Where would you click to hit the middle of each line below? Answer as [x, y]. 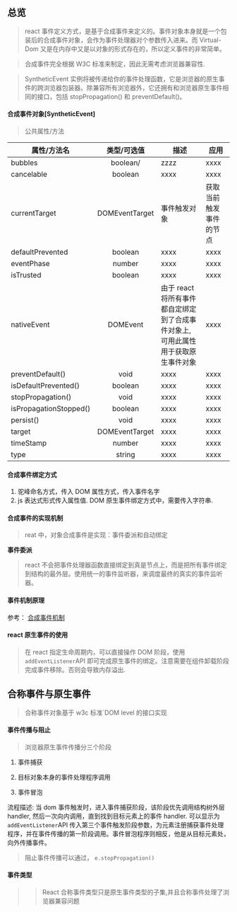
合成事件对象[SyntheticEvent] [51, 114]
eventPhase [31, 264]
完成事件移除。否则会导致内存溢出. [75, 669]
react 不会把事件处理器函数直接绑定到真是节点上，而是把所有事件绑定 [126, 565]
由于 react [178, 288]
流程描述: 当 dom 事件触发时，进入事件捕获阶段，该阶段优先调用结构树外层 [116, 807]
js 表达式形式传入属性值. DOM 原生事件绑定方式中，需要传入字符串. [115, 500]
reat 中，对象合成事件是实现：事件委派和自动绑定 [96, 535]
